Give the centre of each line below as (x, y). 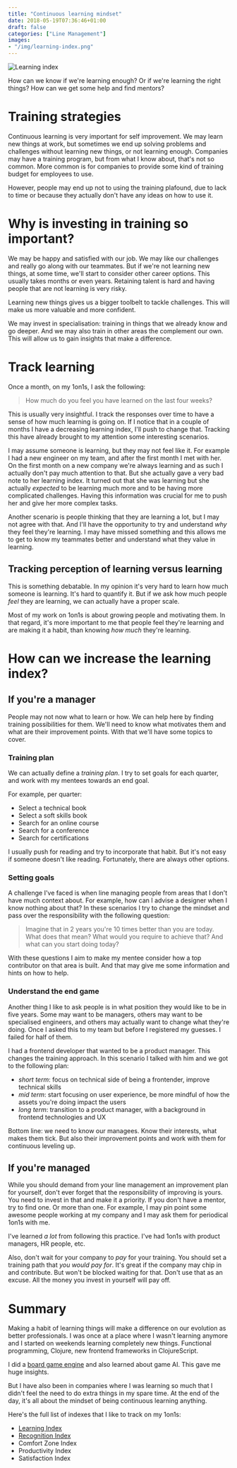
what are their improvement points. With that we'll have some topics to (110, 732)
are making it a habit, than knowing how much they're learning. (99, 630)
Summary (37, 1308)
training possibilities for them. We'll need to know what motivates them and (117, 724)
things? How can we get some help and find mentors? (86, 88)
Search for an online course (59, 822)
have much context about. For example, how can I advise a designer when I (118, 900)
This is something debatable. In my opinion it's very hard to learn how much (118, 586)
